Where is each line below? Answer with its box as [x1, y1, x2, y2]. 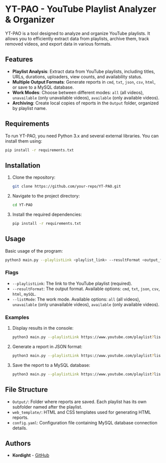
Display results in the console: [12, 325, 74, 331]
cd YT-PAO [12, 203, 33, 207]
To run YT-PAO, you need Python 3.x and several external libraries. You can [5, 133, 159, 139]
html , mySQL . [12, 291, 37, 297]
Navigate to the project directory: [12, 193, 80, 199]
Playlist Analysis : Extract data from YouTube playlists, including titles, [12, 68, 155, 74]
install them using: [5, 138, 42, 144]
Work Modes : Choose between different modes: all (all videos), [12, 89, 144, 95]
